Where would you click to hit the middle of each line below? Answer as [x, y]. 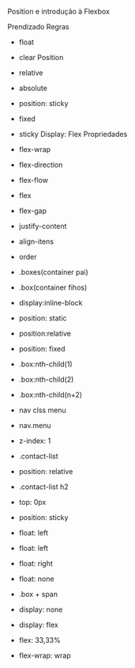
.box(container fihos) [53, 287]
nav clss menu [42, 410]
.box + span [38, 594]
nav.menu [35, 425]
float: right [36, 564]
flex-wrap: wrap [45, 655]
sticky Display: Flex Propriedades [73, 134]
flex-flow [34, 180]
